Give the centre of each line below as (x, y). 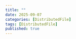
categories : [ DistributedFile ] (38, 19)
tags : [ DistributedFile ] (31, 24)
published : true (22, 29)
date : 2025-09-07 (24, 15)
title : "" (16, 10)
